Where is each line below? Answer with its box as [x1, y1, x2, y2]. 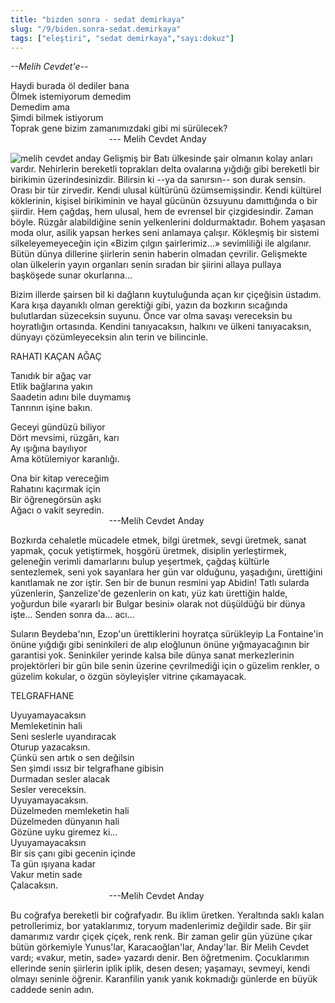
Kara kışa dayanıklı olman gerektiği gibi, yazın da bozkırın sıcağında [10, 299, 288, 311]
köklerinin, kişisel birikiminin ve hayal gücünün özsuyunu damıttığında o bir [10, 195, 318, 207]
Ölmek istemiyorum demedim [10, 91, 132, 103]
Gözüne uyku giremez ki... [10, 826, 118, 838]
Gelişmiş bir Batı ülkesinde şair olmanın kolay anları [103, 152, 313, 165]
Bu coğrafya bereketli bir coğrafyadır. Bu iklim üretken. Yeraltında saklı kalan [10, 909, 325, 921]
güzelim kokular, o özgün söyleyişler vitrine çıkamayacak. [10, 671, 247, 683]
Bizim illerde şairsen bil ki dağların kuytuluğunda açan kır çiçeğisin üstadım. [10, 289, 322, 301]
